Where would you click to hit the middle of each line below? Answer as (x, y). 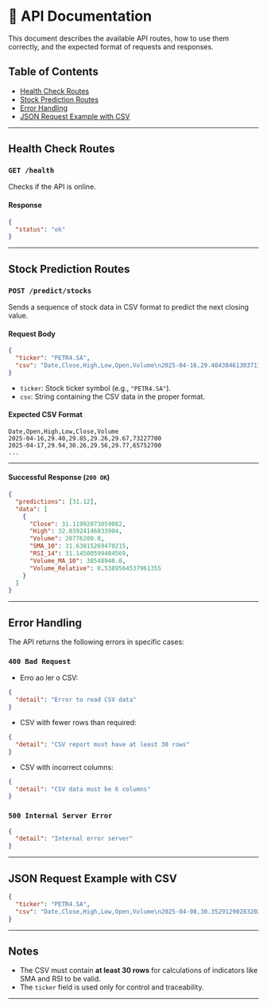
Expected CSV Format (46, 415)
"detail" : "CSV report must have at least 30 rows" (103, 744)
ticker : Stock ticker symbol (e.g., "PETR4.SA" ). (95, 388)
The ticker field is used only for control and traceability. (112, 987)
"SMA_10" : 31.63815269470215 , (79, 546)
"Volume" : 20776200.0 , (67, 539)
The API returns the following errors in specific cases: (96, 642)
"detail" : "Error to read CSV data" (76, 700)
